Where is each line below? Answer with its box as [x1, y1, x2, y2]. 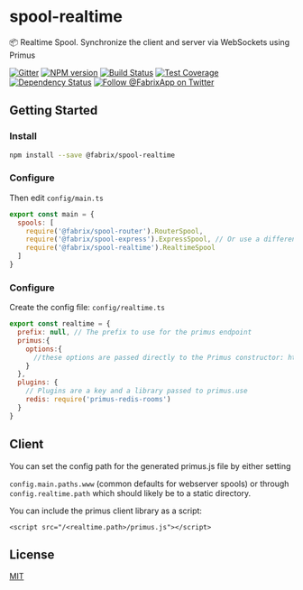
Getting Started [9, 103, 98, 118]
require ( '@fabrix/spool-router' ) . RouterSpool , [25, 226, 204, 235]
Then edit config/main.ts [9, 192, 104, 203]
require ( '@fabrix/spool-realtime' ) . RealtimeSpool [25, 244, 216, 253]
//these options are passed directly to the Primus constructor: [32, 353, 284, 362]
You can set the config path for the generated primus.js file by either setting [9, 460, 291, 471]
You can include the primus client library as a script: [9, 505, 203, 516]
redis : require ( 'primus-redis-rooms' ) [25, 395, 171, 404]
